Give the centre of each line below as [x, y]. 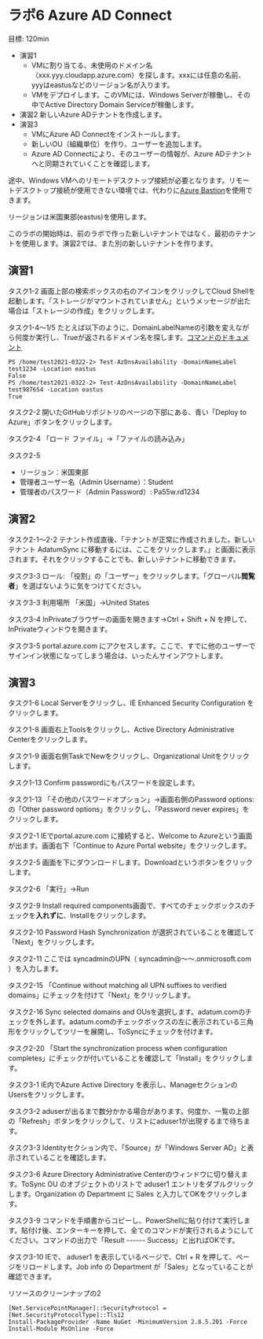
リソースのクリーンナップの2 [55, 1293]
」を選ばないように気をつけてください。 [80, 586]
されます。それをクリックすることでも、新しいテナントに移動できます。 [124, 559]
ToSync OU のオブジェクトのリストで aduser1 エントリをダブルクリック [137, 1184]
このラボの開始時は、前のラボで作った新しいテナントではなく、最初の [122, 233]
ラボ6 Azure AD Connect [90, 15]
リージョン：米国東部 [54, 472]
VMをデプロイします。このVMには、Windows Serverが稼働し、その [141, 94]
